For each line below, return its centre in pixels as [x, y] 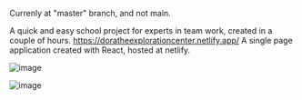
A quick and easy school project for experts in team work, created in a [141, 30]
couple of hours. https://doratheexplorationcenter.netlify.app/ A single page [151, 40]
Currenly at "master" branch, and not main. [90, 13]
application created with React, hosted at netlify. [100, 50]
